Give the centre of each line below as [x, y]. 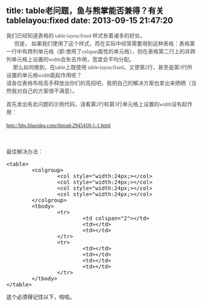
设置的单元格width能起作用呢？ [44, 75]
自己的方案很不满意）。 [50, 91]
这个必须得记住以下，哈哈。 [41, 296]
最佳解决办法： [25, 151]
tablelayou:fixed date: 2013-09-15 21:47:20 [90, 21]
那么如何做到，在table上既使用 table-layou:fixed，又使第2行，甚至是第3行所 [103, 67]
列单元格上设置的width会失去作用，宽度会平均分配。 [70, 59]
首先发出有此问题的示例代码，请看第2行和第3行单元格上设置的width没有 [94, 104]
